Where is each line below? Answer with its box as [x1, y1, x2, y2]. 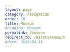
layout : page [5, 7, 32, 12]
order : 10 [5, 16, 26, 21]
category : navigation [5, 12, 50, 17]
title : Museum [5, 21, 35, 26]
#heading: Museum [5, 26, 41, 31]
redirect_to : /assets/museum [5, 35, 65, 40]
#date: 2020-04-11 [5, 40, 43, 45]
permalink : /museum [5, 30, 45, 35]
